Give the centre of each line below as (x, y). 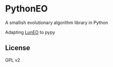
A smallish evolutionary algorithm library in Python (57, 22)
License (18, 48)
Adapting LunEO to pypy (30, 32)
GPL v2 (13, 60)
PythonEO (27, 9)
